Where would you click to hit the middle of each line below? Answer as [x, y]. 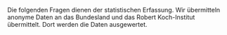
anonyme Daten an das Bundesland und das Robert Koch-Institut [101, 17]
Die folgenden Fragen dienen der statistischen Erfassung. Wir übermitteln [114, 10]
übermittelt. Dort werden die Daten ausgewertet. [77, 24]
